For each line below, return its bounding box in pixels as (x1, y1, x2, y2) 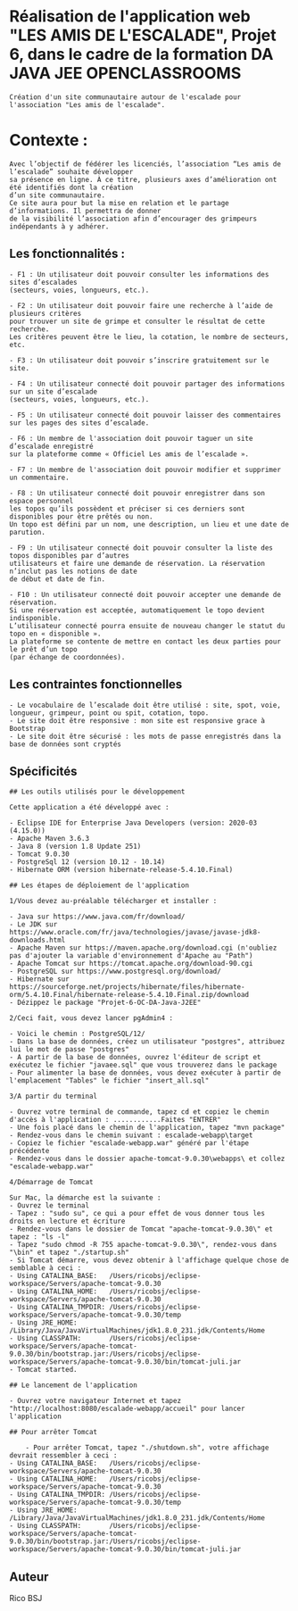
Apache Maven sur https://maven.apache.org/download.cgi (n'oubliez (17, 943, 277, 952)
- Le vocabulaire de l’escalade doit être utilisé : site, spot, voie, (9, 701, 281, 710)
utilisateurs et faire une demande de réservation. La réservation (9, 559, 266, 568)
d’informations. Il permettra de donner (9, 206, 162, 215)
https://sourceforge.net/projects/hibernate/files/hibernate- (9, 983, 245, 992)
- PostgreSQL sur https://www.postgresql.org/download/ (9, 967, 221, 976)
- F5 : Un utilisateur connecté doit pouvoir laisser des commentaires (9, 411, 281, 419)
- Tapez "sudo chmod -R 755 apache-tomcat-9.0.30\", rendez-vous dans (9, 1241, 277, 1250)
